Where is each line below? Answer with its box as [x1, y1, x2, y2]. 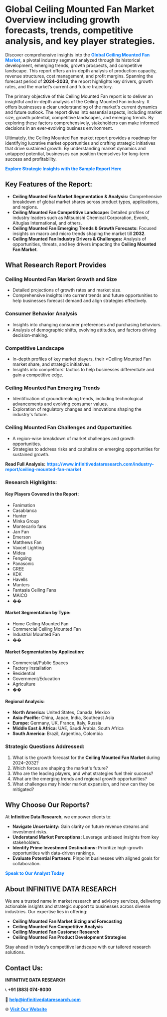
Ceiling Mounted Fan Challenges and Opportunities [5, 424, 132, 431]
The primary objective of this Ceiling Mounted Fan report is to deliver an [5, 93, 153, 99]
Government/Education [12, 676, 61, 682]
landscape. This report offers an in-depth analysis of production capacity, [5, 67, 157, 73]
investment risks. [12, 829, 48, 835]
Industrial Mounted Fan [12, 631, 60, 637]
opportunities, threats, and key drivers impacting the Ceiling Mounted [12, 241, 157, 247]
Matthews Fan [12, 539, 42, 545]
